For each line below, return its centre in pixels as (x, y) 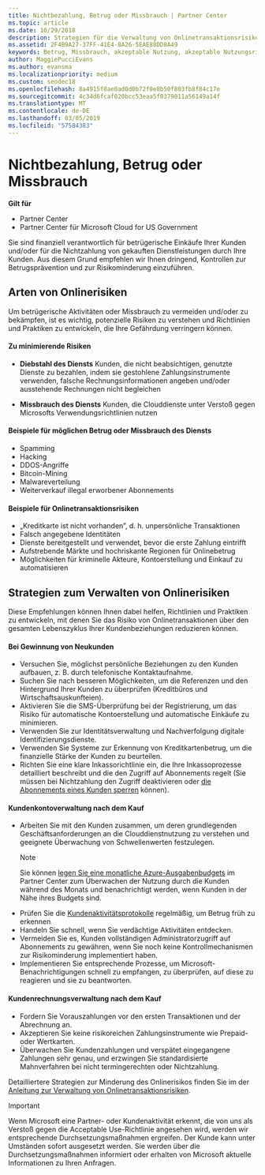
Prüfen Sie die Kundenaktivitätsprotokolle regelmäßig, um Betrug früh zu (137, 914)
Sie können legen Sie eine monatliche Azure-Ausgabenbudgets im (127, 873)
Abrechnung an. (46, 1024)
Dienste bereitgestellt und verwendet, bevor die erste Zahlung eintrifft (133, 542)
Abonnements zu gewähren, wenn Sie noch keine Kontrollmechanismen (136, 947)
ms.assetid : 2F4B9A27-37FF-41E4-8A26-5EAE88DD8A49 (93, 45)
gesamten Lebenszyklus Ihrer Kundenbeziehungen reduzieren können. (123, 628)
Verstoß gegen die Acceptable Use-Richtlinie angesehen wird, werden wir (129, 1129)
